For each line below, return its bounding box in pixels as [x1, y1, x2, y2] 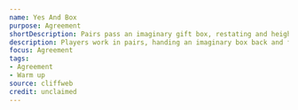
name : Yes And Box [9, 12, 77, 22]
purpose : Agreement [9, 21, 82, 30]
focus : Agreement [9, 46, 74, 55]
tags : [9, 54, 29, 63]
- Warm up [9, 71, 46, 80]
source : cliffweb [9, 79, 74, 88]
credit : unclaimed [9, 87, 77, 96]
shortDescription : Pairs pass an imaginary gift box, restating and [9, 29, 268, 38]
